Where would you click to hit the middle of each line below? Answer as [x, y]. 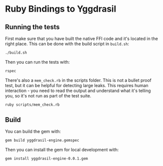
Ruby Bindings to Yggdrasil [61, 9]
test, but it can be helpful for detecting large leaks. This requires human [77, 85]
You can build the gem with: [33, 131]
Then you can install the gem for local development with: [62, 150]
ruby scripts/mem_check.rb [32, 105]
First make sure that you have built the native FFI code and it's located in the [81, 38]
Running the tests [32, 27]
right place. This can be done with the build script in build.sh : [67, 44]
